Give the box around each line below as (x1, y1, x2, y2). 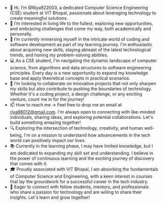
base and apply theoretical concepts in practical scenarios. (9, 75, 130, 81)
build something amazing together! (9, 119, 81, 125)
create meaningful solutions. (9, 15, 68, 21)
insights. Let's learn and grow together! (9, 195, 90, 200)
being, (9, 132, 23, 138)
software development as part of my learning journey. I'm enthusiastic (9, 42, 153, 47)
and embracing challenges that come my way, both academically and (9, 26, 151, 32)
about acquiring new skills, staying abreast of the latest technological (9, 47, 151, 52)
